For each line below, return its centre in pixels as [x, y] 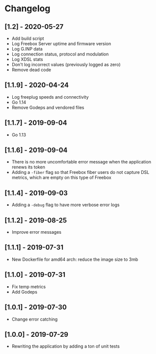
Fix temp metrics [29, 286]
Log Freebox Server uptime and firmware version [61, 44]
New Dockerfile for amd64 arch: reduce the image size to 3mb [75, 259]
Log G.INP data [27, 49]
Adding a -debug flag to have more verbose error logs [65, 205]
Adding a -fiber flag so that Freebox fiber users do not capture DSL [80, 172]
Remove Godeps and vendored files [48, 107]
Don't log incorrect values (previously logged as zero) [66, 65]
